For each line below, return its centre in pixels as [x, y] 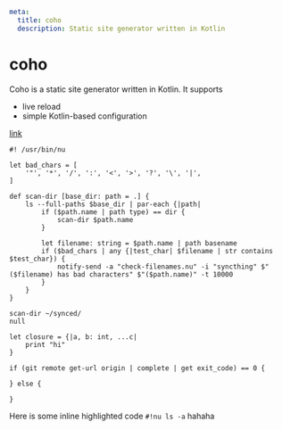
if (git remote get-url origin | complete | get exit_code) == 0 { [137, 368]
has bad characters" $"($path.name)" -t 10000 [145, 274]
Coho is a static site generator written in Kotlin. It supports [116, 89]
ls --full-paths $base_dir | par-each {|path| [113, 204]
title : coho [40, 20]
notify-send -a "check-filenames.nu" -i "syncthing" [157, 267]
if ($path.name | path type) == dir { [113, 212]
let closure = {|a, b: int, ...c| [74, 337]
